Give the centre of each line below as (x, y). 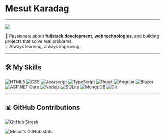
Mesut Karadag (37, 9)
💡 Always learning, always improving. (43, 46)
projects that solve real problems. (39, 41)
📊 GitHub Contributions (42, 108)
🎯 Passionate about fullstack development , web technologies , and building (82, 36)
